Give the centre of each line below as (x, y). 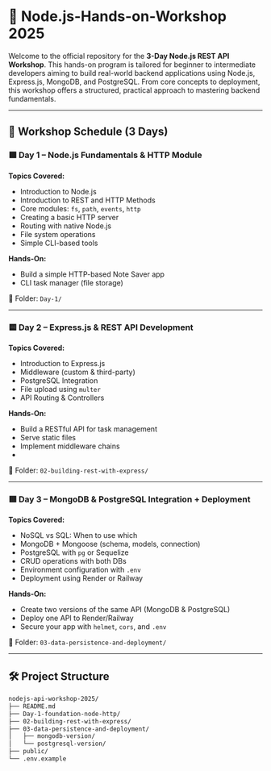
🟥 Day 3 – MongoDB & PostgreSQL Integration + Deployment (129, 499)
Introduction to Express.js (63, 363)
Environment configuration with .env (80, 570)
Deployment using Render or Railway (81, 578)
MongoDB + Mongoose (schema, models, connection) (110, 544)
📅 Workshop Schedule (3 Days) (88, 132)
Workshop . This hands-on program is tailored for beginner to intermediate (132, 65)
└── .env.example (38, 759)
